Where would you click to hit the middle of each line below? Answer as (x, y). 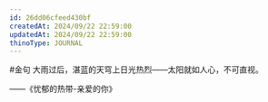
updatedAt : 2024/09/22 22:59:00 (70, 34)
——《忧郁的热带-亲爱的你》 (63, 89)
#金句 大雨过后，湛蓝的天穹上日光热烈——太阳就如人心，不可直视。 (136, 70)
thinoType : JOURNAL (46, 43)
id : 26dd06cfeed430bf (50, 18)
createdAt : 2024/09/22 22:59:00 (70, 26)
